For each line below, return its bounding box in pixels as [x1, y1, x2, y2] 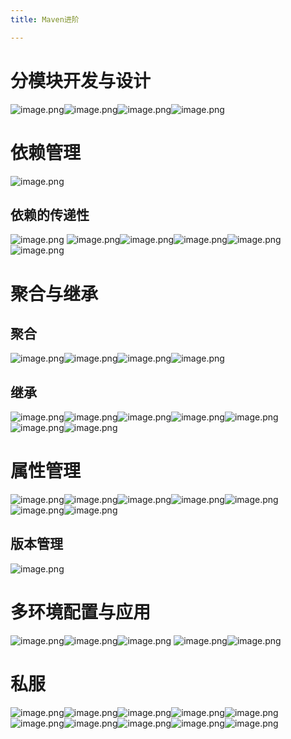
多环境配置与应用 [10, 601, 152, 624]
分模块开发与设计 [10, 69, 152, 92]
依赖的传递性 [10, 206, 90, 223]
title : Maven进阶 [10, 14, 80, 25]
